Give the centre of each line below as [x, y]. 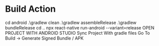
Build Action [30, 9]
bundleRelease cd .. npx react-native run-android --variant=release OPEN [80, 27]
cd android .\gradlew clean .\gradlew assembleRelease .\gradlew [71, 23]
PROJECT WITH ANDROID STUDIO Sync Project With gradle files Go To [78, 33]
